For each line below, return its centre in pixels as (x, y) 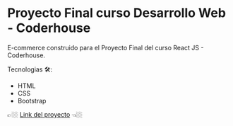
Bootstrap (32, 101)
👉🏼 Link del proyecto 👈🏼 (45, 114)
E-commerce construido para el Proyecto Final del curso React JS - (106, 47)
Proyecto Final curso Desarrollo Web (116, 13)
